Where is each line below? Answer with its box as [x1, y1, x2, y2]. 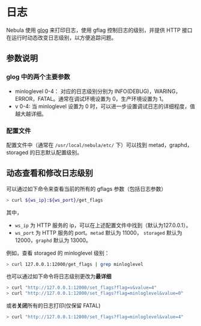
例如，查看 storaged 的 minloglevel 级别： [6, 249, 110, 256]
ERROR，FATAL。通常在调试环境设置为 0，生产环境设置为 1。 [14, 95, 167, 102]
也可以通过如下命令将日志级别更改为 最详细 [6, 273, 112, 280]
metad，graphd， [148, 141, 193, 148]
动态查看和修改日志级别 [6, 168, 93, 178]
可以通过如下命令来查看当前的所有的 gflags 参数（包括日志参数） [6, 185, 167, 192]
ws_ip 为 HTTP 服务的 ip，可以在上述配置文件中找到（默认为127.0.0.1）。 [14, 222, 191, 229]
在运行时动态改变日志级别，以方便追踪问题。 [6, 34, 117, 41]
